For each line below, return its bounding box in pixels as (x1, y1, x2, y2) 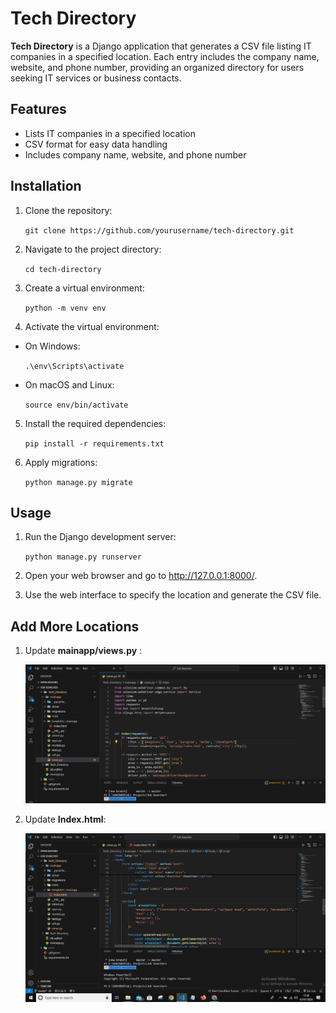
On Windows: (24, 340, 81, 352)
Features (10, 101, 67, 118)
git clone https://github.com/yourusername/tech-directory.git (24, 225, 295, 236)
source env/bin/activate (24, 400, 129, 410)
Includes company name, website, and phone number (24, 148, 247, 161)
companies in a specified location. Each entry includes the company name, (10, 50, 320, 62)
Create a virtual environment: (24, 282, 145, 294)
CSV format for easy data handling (24, 138, 168, 150)
